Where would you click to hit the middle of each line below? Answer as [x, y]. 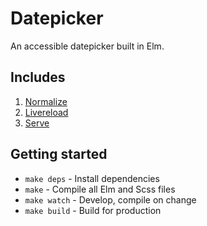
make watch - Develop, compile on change [110, 199]
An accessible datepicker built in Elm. [87, 46]
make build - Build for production [93, 210]
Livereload [46, 112]
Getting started [59, 154]
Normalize [46, 101]
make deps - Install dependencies [92, 178]
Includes [38, 77]
